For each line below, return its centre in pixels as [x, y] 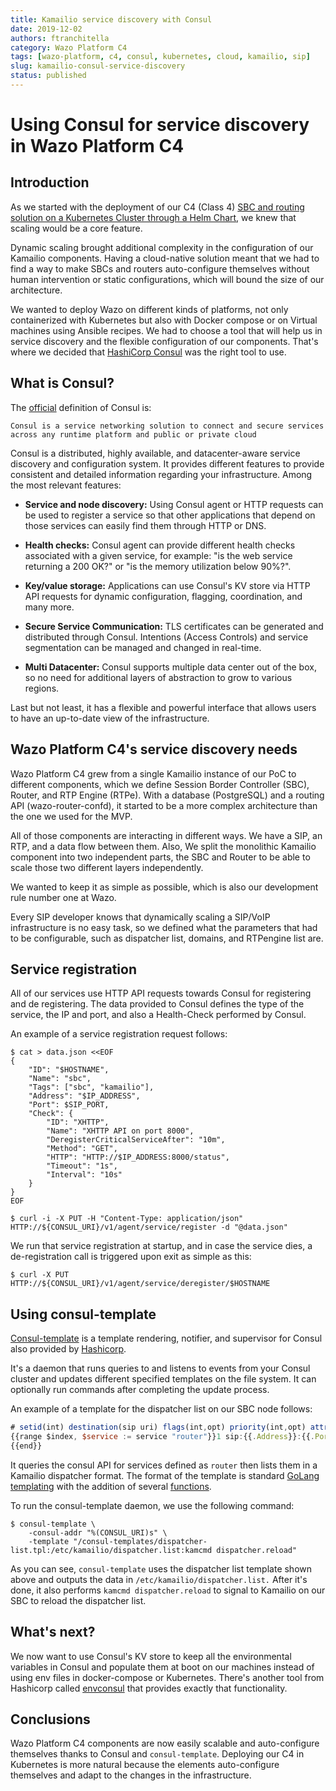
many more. [49, 607]
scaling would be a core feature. [76, 228]
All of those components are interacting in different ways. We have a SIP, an [166, 835]
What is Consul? [62, 383]
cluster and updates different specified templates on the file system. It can [163, 1379]
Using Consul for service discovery [160, 125]
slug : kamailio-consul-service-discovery [98, 66]
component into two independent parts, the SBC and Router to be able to [160, 857]
